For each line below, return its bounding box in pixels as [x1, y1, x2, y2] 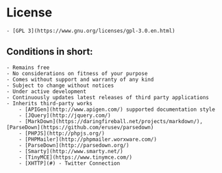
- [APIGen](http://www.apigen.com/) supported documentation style [18, 106, 215, 113]
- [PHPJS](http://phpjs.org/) [18, 130, 106, 137]
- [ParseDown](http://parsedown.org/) [18, 142, 129, 148]
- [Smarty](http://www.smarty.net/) [18, 148, 124, 155]
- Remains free [6, 64, 50, 71]
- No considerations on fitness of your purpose [6, 70, 148, 77]
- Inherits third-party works [6, 100, 93, 107]
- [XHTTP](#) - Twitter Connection [18, 159, 121, 167]
